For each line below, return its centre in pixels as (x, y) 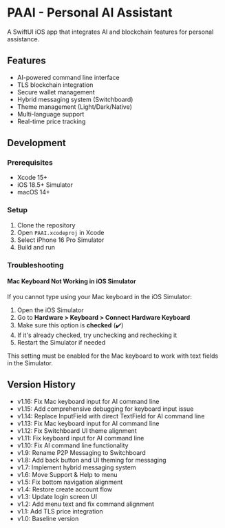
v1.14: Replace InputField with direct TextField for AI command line (111, 416)
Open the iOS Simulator (50, 310)
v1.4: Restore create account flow (64, 489)
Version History (41, 385)
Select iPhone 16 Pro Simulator (61, 240)
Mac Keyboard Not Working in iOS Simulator (72, 281)
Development (37, 143)
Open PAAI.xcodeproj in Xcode (61, 232)
